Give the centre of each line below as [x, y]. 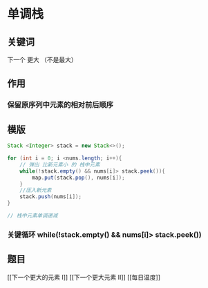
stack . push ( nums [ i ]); [50, 197]
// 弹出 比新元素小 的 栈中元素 [60, 164]
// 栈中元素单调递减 [32, 215]
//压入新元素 [36, 191]
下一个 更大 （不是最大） [42, 60]
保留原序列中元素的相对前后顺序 [60, 105]
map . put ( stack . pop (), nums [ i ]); [79, 177]
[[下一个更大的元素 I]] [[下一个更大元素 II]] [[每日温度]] [84, 277]
